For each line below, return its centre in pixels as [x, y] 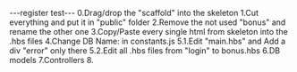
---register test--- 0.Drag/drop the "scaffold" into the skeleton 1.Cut [134, 13]
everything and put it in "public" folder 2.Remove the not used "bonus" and [148, 22]
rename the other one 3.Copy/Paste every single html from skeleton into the [148, 32]
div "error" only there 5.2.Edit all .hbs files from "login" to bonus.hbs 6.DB [144, 51]
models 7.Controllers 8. [51, 60]
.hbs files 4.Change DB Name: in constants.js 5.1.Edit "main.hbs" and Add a [148, 41]
